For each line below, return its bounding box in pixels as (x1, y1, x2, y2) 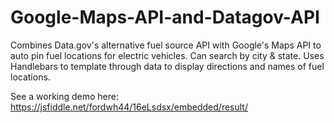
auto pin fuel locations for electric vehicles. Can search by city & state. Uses (10, 49, 325, 61)
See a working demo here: (10, 90, 120, 102)
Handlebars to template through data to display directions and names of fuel (10, 60, 325, 72)
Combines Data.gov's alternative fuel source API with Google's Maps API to (10, 39, 322, 51)
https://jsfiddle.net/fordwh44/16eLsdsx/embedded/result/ (10, 101, 248, 113)
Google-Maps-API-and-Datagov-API (10, 6, 320, 29)
